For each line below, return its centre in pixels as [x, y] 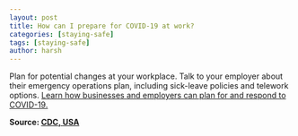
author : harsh [36, 51]
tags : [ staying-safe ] [50, 42]
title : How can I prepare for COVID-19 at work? [102, 26]
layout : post [34, 17]
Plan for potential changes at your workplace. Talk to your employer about [146, 76]
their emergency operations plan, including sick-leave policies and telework [149, 86]
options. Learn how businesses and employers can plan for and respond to [148, 96]
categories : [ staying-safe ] [62, 34]
